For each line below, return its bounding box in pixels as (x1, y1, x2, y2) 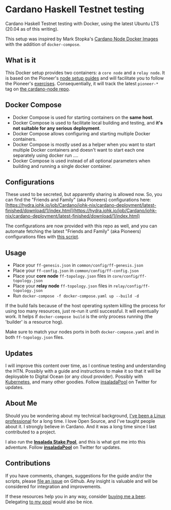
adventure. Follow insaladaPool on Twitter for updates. (5, 444, 121, 450)
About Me (5, 399, 37, 408)
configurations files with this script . (5, 234, 80, 240)
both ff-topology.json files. (5, 334, 64, 341)
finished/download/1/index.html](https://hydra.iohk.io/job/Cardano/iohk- (5, 208, 157, 214)
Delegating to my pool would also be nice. (5, 499, 93, 505)
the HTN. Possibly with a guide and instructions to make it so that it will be (5, 368, 161, 374)
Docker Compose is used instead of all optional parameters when (12, 157, 151, 164)
